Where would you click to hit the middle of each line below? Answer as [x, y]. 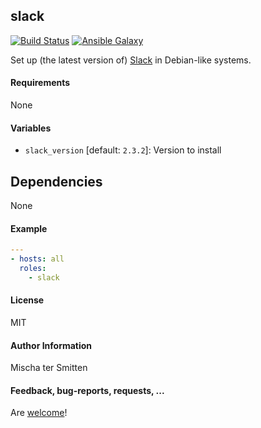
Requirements [40, 83]
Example [29, 228]
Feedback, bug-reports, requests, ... [87, 390]
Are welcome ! [39, 413]
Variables [31, 128]
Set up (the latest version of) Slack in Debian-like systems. [131, 60]
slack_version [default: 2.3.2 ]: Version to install [123, 150]
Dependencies [56, 181]
